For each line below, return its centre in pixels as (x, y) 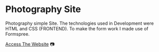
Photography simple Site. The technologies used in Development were (79, 23)
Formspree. (17, 34)
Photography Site (43, 9)
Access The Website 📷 (30, 44)
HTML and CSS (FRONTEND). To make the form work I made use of (77, 28)
